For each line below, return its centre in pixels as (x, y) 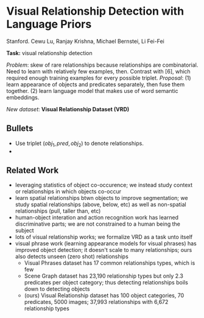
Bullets (20, 129)
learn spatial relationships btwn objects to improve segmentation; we (101, 198)
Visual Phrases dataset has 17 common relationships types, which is (110, 263)
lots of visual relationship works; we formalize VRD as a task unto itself (104, 237)
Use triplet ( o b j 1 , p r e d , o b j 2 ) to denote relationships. (79, 144)
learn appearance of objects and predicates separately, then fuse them (96, 84)
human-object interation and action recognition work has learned (97, 218)
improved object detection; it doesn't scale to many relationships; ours (104, 250)
